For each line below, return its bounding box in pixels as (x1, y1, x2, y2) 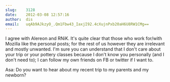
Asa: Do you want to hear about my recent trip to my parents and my (5, 67, 149, 73)
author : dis (5, 17, 33, 22)
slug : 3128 (5, 7, 36, 13)
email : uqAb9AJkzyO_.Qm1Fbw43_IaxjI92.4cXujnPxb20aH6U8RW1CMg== (5, 21, 149, 27)
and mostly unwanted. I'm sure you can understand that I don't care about (5, 46, 161, 52)
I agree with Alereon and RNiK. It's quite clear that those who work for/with (5, 35, 162, 42)
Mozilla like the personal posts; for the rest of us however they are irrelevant (5, 41, 165, 47)
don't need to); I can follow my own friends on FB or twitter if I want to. (5, 57, 154, 63)
